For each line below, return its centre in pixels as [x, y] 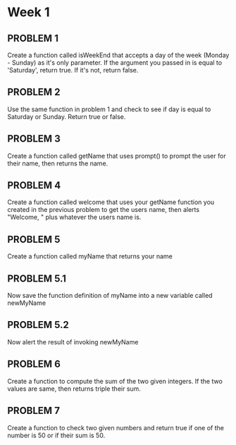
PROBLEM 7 [33, 411]
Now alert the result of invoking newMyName [73, 341]
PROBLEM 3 [34, 139]
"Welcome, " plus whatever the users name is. [74, 217]
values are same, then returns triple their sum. [74, 389]
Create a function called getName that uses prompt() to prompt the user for [117, 156]
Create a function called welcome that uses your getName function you [111, 202]
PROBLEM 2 [34, 92]
